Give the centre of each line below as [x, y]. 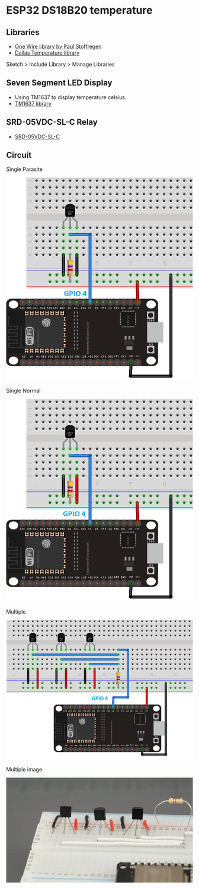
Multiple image [24, 770]
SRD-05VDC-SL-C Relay [52, 122]
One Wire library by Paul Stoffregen [58, 46]
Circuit [19, 155]
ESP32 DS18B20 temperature [79, 10]
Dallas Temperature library [47, 53]
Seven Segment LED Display [59, 83]
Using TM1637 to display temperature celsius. [70, 97]
